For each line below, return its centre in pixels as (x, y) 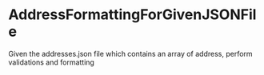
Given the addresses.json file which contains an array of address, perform (131, 53)
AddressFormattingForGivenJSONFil (132, 15)
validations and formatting (51, 62)
